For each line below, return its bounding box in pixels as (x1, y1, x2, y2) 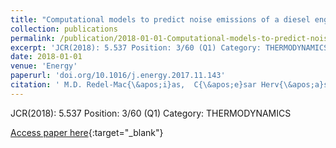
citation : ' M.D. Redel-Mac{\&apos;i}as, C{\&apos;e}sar (10, 80, 257, 90)
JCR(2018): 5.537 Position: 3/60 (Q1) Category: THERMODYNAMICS (10, 107, 292, 119)
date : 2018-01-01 (10, 52, 83, 62)
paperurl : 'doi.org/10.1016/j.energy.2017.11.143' (10, 71, 226, 81)
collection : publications (10, 24, 118, 34)
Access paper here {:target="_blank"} (10, 126, 164, 138)
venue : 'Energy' (10, 61, 78, 71)
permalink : (10, 33, 56, 43)
